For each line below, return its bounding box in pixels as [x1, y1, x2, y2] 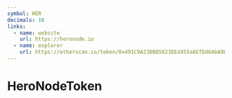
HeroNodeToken [7, 79, 102, 94]
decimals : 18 [7, 17, 45, 23]
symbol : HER [7, 10, 41, 17]
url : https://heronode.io [19, 36, 95, 43]
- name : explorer [13, 42, 64, 49]
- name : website [13, 29, 60, 37]
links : [7, 23, 26, 30]
